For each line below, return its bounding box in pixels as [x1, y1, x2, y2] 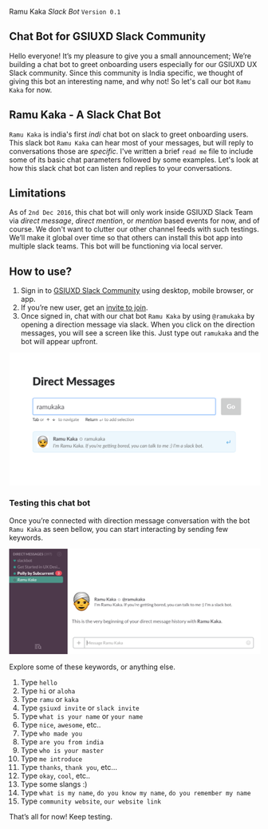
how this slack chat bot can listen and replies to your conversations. [9, 163, 232, 173]
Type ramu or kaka [20, 694, 79, 704]
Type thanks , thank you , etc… [20, 762, 118, 771]
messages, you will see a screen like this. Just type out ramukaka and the [20, 328, 259, 338]
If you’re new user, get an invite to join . [20, 303, 148, 312]
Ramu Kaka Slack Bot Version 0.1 [9, 7, 121, 16]
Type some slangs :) [20, 779, 88, 789]
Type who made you [20, 728, 83, 738]
